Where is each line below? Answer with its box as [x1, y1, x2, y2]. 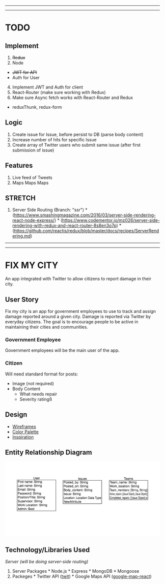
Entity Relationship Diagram [5, 448, 92, 457]
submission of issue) [12, 147, 55, 153]
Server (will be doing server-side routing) [5, 559, 88, 565]
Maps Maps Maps [12, 180, 49, 185]
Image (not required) [12, 380, 54, 386]
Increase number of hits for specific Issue [12, 136, 97, 143]
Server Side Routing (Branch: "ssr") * [12, 207, 87, 213]
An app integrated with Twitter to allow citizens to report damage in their [5, 276, 152, 282]
